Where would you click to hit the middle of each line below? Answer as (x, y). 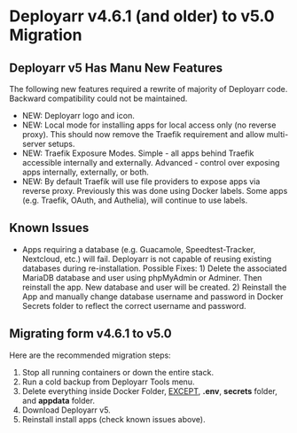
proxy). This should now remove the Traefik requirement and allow (143, 134)
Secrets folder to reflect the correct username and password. (134, 305)
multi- (277, 134)
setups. (61, 144)
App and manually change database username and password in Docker (152, 296)
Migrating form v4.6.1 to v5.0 (91, 334)
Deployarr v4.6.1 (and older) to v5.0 (142, 16)
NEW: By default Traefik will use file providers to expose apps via (141, 182)
